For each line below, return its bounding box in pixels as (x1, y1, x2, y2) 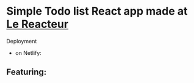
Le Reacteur (6, 17, 69, 31)
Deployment (6, 37, 37, 45)
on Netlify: (15, 49, 41, 56)
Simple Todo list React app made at (6, 4, 188, 18)
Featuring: (6, 67, 47, 78)
